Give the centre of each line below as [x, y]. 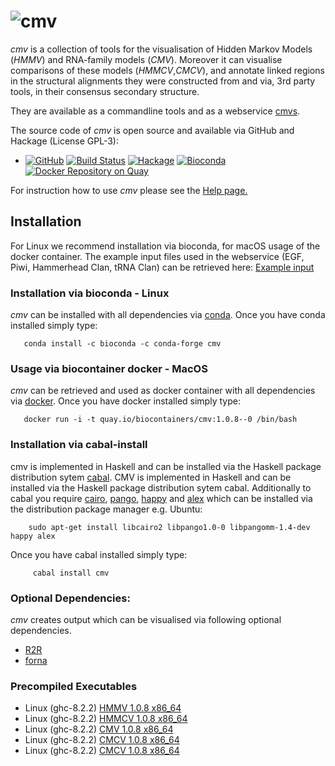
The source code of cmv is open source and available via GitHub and [152, 130]
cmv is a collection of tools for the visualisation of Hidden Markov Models [161, 49]
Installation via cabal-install [79, 445]
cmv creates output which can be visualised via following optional [146, 619]
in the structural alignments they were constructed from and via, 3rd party [163, 81]
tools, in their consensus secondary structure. [105, 91]
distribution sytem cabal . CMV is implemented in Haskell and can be [151, 477]
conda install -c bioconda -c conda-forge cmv [122, 344]
